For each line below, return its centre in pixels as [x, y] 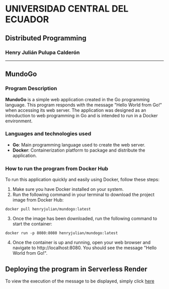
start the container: [32, 224]
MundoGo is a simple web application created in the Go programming [77, 99]
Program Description [31, 89]
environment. [19, 121]
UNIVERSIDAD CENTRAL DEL [67, 9]
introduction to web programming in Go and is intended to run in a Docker [81, 115]
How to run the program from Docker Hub [57, 168]
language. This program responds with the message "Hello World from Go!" [84, 105]
